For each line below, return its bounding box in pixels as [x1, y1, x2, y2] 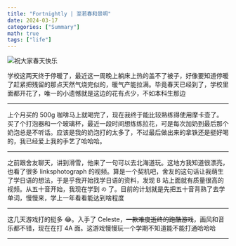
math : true [7, 30, 39, 37]
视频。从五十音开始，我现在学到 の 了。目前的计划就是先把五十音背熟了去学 [7, 185, 225, 193]
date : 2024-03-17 [7, 17, 58, 24]
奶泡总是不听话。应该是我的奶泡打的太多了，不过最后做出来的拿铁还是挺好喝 [7, 128, 229, 137]
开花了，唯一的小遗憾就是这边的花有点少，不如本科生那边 [19, 89, 186, 98]
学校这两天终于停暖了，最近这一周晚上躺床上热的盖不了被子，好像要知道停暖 [7, 72, 229, 80]
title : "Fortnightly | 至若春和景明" [7, 10, 112, 18]
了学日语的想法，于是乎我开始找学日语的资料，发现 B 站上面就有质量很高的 [7, 176, 225, 185]
